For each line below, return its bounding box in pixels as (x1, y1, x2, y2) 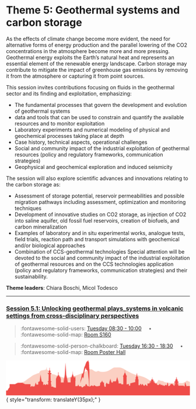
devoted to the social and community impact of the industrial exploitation (14, 254, 190, 261)
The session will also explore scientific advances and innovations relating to (6, 175, 188, 182)
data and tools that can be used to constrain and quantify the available (14, 113, 184, 120)
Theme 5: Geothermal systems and (6, 4, 180, 17)
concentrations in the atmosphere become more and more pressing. (6, 47, 170, 54)
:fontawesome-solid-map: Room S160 (20, 331, 112, 338)
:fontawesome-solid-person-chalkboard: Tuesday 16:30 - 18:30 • (20, 342, 184, 349)
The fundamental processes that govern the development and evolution (14, 101, 187, 108)
